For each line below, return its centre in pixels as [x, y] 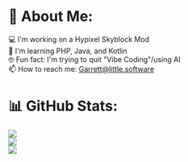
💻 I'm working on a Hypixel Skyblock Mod [79, 39]
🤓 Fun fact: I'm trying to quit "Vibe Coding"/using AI [94, 59]
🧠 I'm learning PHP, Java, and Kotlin [68, 51]
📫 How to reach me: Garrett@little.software [81, 69]
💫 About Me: [51, 17]
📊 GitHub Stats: [63, 106]
